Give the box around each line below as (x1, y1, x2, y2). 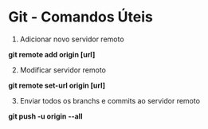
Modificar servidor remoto (19, 64, 106, 75)
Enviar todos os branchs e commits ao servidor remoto (19, 96, 201, 105)
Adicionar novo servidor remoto (19, 34, 125, 44)
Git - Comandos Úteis (8, 8, 153, 26)
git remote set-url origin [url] (8, 80, 106, 90)
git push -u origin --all (8, 111, 83, 121)
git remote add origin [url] (8, 49, 96, 59)
